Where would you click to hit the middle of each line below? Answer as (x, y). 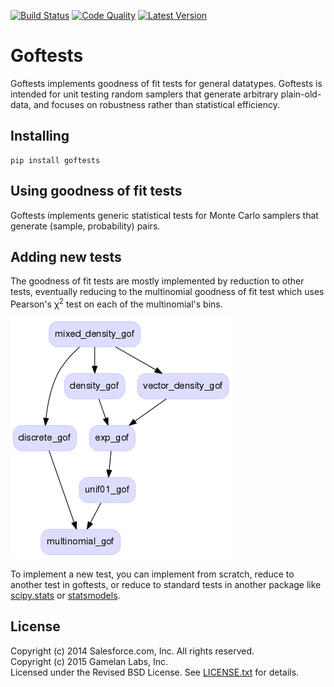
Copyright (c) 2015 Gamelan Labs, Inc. (89, 661)
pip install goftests (55, 160)
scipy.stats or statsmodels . (65, 596)
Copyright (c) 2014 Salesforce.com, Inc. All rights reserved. (132, 651)
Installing (40, 136)
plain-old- (301, 94)
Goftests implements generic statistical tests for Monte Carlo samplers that (164, 215)
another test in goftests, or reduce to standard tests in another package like (166, 585)
